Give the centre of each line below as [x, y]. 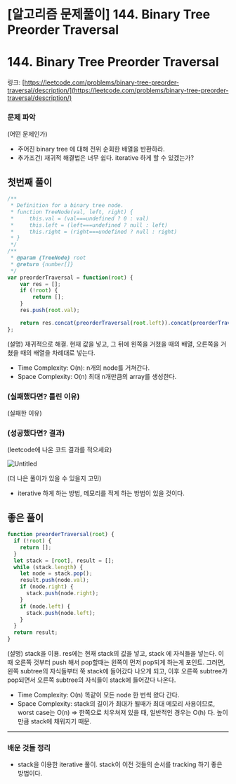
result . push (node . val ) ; [55, 580]
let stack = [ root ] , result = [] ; [64, 561]
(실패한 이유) [25, 413]
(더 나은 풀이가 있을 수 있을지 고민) [54, 478]
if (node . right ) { [47, 587]
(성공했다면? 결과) [36, 433]
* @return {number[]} [42, 264]
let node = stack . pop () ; [56, 574]
